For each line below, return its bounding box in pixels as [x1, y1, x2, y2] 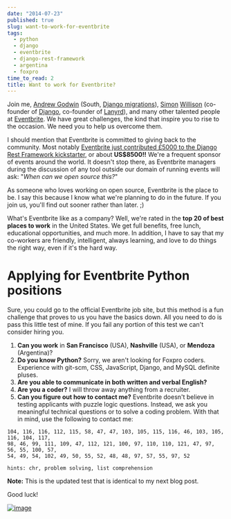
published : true [7, 17, 54, 24]
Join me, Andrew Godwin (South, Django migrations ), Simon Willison [7, 100, 203, 108]
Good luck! [7, 491, 39, 499]
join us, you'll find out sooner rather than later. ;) [7, 201, 145, 209]
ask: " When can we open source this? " [7, 173, 118, 181]
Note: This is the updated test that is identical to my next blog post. [7, 477, 199, 486]
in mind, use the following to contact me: [17, 415, 133, 423]
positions [7, 282, 62, 298]
